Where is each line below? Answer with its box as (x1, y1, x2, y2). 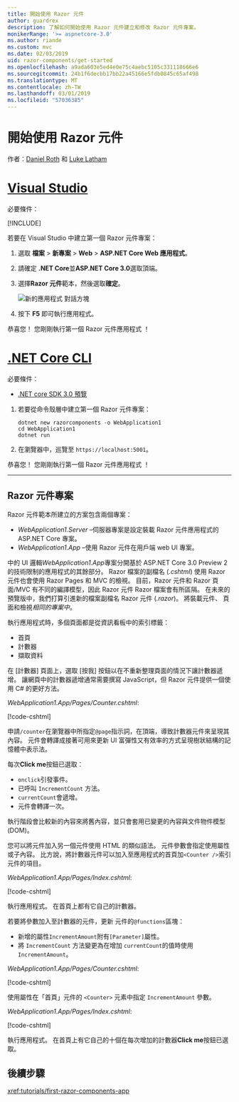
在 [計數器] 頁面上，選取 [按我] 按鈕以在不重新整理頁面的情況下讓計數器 (7, 666, 217, 674)
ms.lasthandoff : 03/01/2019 (7, 90, 91, 97)
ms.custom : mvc (7, 44, 53, 51)
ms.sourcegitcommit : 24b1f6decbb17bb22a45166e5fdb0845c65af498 (7, 70, 199, 77)
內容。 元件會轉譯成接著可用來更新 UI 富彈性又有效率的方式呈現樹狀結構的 (7, 736, 225, 744)
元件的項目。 (7, 859, 45, 867)
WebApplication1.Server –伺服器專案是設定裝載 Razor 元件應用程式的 (17, 525, 219, 534)
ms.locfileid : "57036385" (7, 97, 84, 104)
